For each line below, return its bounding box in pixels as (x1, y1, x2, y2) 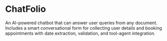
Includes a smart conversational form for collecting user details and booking (5, 25, 162, 31)
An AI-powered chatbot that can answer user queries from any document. (5, 20, 157, 26)
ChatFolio (5, 3, 46, 15)
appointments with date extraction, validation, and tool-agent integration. (5, 30, 156, 36)
